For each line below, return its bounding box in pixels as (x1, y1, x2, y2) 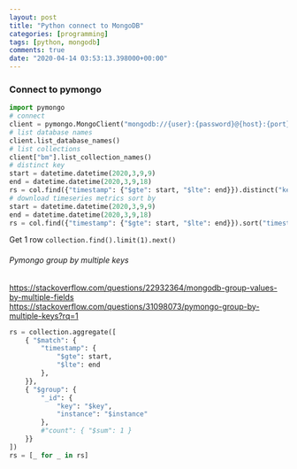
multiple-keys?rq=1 (9, 311, 79, 321)
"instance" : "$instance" (56, 410, 148, 419)
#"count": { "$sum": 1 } (41, 427, 133, 435)
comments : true (9, 46, 65, 55)
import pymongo (9, 104, 65, 112)
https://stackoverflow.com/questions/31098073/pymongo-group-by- (9, 301, 260, 311)
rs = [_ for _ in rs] (9, 450, 89, 460)
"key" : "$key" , (56, 402, 113, 411)
